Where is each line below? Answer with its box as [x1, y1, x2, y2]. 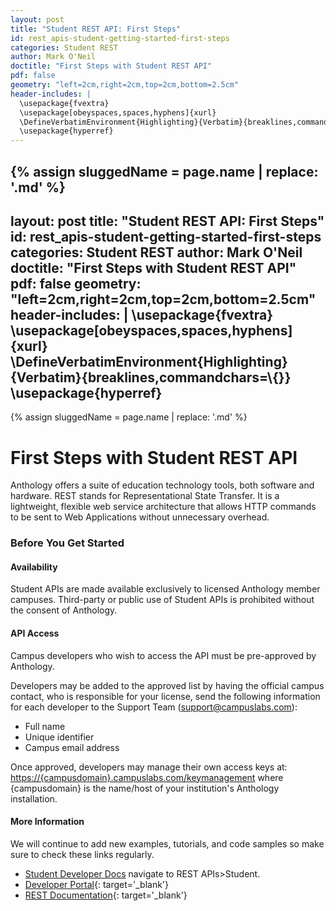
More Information [10, 816, 85, 828]
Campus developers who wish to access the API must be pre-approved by [10, 649, 317, 661]
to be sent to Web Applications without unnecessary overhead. [10, 511, 270, 523]
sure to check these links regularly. [10, 848, 155, 860]
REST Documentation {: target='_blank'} [24, 889, 188, 901]
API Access [10, 627, 60, 639]
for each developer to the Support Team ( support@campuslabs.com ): [10, 701, 298, 713]
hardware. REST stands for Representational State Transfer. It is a [10, 490, 280, 502]
